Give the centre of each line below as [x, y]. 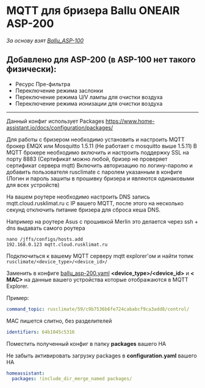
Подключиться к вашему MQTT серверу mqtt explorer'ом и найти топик [100, 256]
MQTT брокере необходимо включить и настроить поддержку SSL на [98, 152]
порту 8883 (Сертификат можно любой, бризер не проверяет [87, 159]
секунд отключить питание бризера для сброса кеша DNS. [83, 210]
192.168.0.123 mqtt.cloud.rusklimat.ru [57, 244]
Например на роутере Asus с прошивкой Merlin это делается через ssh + [102, 221]
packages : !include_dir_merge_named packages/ [72, 379]
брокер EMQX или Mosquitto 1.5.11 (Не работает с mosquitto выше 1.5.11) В [102, 146]
